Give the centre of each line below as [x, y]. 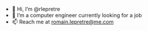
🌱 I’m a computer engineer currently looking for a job [77, 15]
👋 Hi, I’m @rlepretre [36, 9]
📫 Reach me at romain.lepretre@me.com [63, 22]
